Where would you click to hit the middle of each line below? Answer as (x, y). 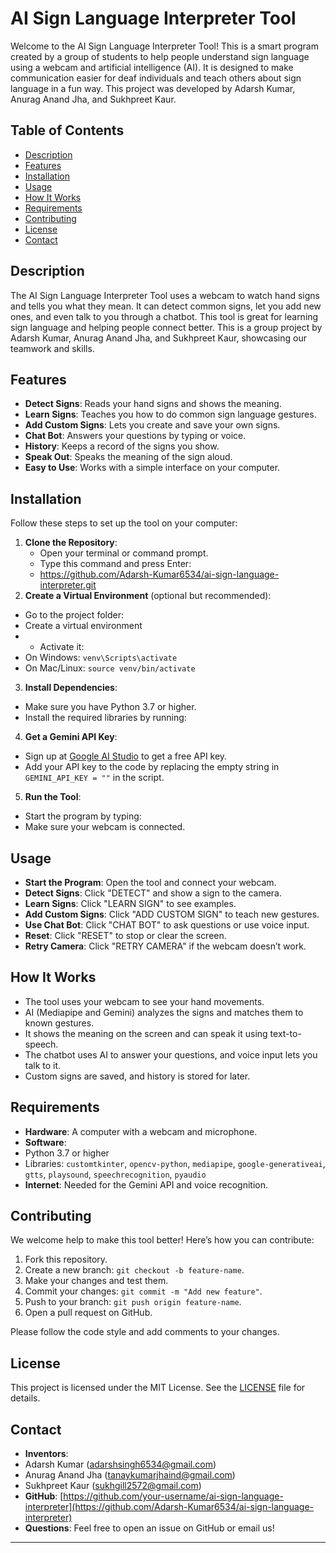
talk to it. (43, 1065)
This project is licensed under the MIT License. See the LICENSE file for (158, 1388)
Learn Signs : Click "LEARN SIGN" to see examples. (130, 903)
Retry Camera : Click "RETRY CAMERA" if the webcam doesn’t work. (165, 946)
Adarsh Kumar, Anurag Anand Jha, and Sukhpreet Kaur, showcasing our (158, 338)
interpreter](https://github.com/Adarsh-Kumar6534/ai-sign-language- (169, 1507)
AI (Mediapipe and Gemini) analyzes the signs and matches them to (164, 1012)
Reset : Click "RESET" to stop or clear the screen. (125, 935)
